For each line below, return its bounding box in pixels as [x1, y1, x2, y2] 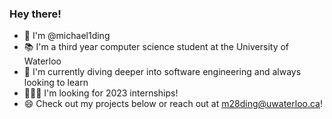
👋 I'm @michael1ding [23, 30, 111, 42]
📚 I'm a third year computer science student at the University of [23, 41, 290, 53]
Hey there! [9, 7, 62, 21]
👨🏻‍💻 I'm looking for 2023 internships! [23, 87, 179, 99]
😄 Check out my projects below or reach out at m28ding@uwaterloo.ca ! [23, 98, 323, 110]
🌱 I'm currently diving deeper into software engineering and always [23, 66, 302, 78]
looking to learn [23, 77, 89, 89]
